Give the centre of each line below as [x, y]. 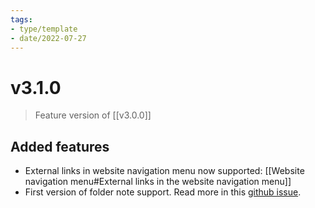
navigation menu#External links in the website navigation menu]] [158, 182]
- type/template [44, 29]
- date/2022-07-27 [48, 38]
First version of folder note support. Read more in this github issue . [163, 192]
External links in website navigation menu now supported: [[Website [164, 171]
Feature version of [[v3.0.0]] [93, 115]
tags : [21, 19]
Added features [60, 146]
